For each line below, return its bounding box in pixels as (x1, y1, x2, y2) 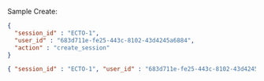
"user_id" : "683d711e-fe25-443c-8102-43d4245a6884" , (14, 36, 195, 44)
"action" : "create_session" (14, 43, 110, 52)
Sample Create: (7, 7, 58, 16)
